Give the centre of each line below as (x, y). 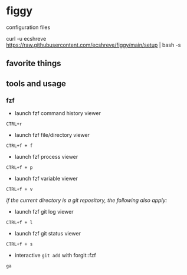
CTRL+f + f (19, 146)
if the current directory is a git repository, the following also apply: (87, 200)
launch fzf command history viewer (58, 113)
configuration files (28, 27)
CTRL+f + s (19, 244)
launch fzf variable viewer (46, 179)
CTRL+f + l (19, 222)
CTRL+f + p (19, 168)
